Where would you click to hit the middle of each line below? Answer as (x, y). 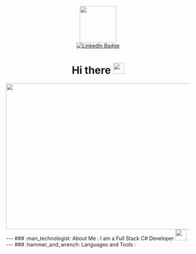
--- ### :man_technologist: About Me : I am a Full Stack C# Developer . (97, 238)
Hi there (92, 70)
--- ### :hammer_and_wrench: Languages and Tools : (71, 244)
